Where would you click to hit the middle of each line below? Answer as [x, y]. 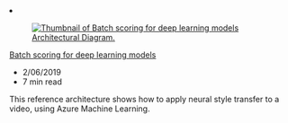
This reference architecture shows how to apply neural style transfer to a [144, 99]
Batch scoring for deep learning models [83, 55]
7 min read [42, 82]
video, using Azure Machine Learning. [80, 109]
